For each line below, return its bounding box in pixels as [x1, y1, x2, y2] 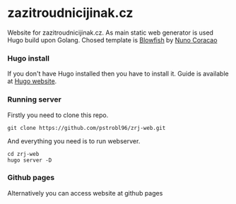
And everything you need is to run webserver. [7, 136, 141, 145]
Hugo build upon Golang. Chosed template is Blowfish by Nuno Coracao [7, 35, 218, 44]
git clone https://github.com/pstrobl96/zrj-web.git [7, 124, 166, 131]
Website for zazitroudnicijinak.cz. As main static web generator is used [7, 28, 214, 37]
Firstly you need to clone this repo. [7, 111, 109, 119]
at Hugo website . [7, 77, 57, 85]
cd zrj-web [7, 150, 40, 157]
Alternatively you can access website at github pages [7, 188, 163, 197]
